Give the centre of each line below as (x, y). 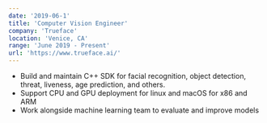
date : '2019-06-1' (39, 16)
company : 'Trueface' (43, 31)
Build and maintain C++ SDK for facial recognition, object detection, (133, 76)
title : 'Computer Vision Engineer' (68, 23)
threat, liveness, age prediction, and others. (93, 84)
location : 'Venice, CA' (49, 38)
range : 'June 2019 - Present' (59, 46)
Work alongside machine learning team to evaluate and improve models (140, 110)
